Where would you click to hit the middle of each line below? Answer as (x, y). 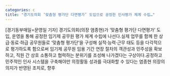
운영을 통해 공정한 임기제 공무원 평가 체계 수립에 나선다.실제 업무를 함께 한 (85, 36)
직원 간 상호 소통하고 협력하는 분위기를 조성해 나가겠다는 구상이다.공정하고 (89, 55)
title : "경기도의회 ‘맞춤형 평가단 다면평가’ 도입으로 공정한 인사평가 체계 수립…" (80, 15)
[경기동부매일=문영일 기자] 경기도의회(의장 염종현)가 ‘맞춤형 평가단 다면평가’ (80, 30)
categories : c (20, 10)
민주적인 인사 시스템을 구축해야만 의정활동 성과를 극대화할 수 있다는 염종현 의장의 (85, 61)
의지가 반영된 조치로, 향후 (30, 68)
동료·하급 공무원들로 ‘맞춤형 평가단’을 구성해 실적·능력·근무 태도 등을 (77, 42)
